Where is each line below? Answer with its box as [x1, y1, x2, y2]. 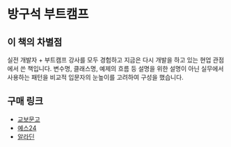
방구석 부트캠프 [7, 6, 89, 22]
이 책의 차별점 [7, 36, 63, 48]
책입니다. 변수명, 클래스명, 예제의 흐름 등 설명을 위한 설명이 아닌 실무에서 [27, 64, 224, 73]
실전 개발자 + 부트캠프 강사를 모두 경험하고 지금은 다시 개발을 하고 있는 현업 [7, 56, 212, 64]
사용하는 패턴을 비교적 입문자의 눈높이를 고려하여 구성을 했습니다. [7, 73, 184, 81]
